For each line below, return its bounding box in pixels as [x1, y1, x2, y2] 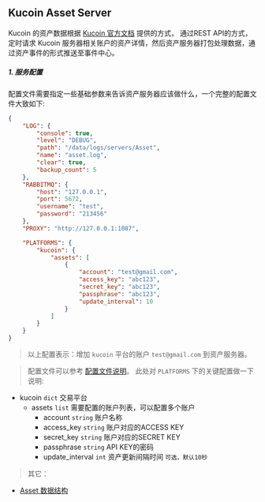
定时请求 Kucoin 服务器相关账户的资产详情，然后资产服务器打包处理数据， [8, 38, 249, 47]
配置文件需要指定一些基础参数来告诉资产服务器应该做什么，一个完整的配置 [8, 88, 250, 98]
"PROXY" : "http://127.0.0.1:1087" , [22, 224, 140, 232]
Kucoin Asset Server [8, 6, 112, 20]
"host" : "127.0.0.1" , [36, 188, 108, 196]
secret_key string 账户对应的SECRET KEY [43, 433, 181, 442]
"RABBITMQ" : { [22, 181, 69, 189]
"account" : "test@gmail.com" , [78, 268, 178, 276]
